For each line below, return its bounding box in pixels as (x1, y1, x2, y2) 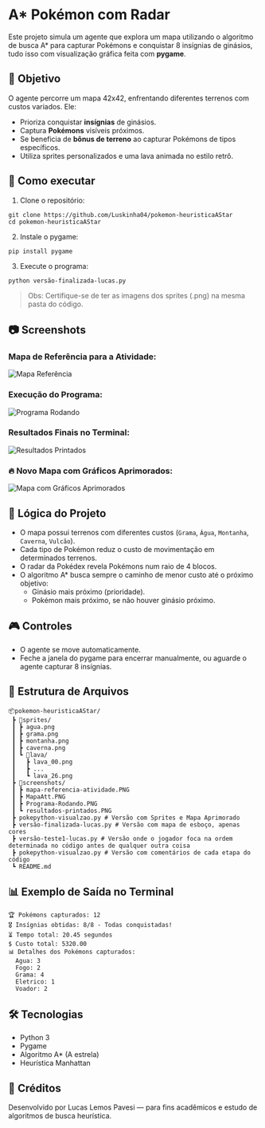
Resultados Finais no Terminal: (8, 427, 130, 438)
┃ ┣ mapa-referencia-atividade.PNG (11, 786, 130, 794)
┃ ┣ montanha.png (11, 736, 69, 745)
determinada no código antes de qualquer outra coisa (8, 842, 191, 850)
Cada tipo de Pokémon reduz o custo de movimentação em (19, 544, 215, 554)
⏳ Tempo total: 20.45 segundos (8, 931, 113, 939)
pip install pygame (8, 247, 73, 255)
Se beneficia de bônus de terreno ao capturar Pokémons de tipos (19, 134, 236, 144)
